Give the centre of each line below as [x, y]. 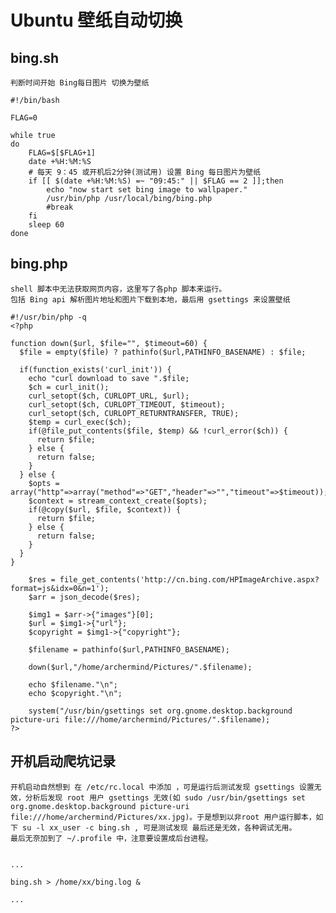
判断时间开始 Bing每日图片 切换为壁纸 [80, 83]
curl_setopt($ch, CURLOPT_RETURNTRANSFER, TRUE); [134, 413]
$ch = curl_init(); [69, 387]
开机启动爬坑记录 [63, 761]
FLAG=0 [24, 118]
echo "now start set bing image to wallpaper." [147, 190]
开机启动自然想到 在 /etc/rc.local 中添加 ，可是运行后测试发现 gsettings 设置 [162, 787]
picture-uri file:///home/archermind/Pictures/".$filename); [140, 719]
